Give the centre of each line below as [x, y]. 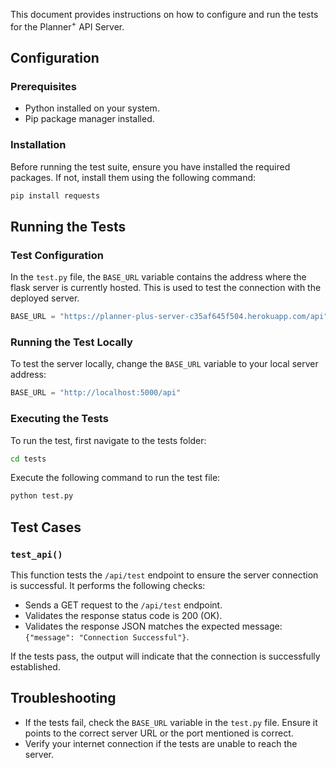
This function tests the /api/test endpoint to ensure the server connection [164, 575]
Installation [38, 145]
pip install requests [55, 195]
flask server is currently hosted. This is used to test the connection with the [166, 288]
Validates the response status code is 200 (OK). [123, 615]
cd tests [28, 459]
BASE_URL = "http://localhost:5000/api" [96, 393]
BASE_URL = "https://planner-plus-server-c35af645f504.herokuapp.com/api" [169, 317]
